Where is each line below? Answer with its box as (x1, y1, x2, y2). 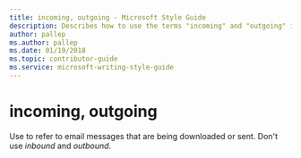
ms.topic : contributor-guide (9, 54, 118, 63)
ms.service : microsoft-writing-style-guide (9, 63, 175, 72)
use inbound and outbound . (9, 140, 112, 151)
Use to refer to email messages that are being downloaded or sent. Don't (9, 130, 279, 141)
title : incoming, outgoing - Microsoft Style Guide (9, 12, 206, 22)
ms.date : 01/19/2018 (9, 46, 87, 55)
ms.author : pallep (9, 37, 78, 47)
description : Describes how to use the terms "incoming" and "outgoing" (9, 21, 287, 30)
